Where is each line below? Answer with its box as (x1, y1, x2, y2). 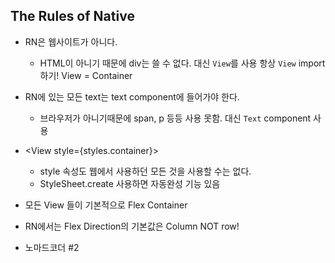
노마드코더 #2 (24, 241, 80, 253)
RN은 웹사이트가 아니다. (24, 35, 118, 48)
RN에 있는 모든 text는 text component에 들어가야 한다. (24, 90, 240, 103)
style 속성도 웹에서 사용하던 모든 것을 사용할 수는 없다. (39, 165, 252, 177)
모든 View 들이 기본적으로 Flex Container (24, 199, 188, 211)
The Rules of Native (10, 8, 135, 25)
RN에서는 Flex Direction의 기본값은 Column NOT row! (24, 220, 240, 232)
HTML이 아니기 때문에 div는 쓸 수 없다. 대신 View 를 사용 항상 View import (39, 57, 326, 69)
